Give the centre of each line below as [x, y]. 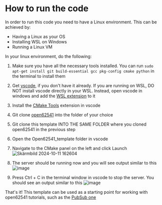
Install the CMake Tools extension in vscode [56, 105]
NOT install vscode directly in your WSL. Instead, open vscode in [77, 91]
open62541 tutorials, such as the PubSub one [51, 197]
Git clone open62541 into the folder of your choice [63, 114]
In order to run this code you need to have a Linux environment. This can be [81, 22]
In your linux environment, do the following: [48, 56]
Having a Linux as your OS [39, 37]
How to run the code [47, 9]
